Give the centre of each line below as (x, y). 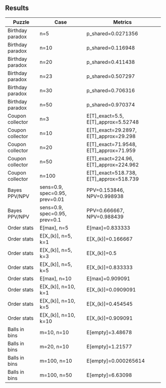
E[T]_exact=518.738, (111, 173)
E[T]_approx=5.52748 (113, 122)
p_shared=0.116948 (110, 48)
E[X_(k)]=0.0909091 (111, 290)
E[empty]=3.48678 (109, 332)
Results (17, 8)
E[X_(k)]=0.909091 (109, 318)
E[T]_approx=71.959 (111, 150)
